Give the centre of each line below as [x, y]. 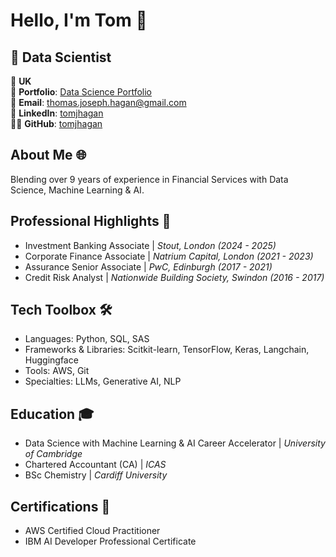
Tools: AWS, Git [57, 371]
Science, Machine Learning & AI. [77, 190]
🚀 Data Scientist [61, 57]
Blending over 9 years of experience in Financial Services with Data [149, 179]
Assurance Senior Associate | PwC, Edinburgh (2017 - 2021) [148, 266]
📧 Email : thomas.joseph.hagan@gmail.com [98, 102]
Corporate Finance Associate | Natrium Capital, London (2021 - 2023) [169, 256]
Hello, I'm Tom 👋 [79, 20]
